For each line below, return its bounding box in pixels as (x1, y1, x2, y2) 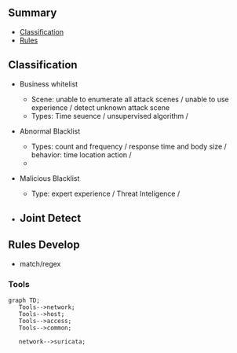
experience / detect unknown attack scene (31, 102, 170, 112)
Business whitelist (19, 79, 78, 89)
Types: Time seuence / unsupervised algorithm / (31, 111, 188, 120)
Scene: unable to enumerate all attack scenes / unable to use (31, 94, 229, 104)
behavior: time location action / (31, 149, 132, 160)
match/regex (19, 259, 61, 268)
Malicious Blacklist (19, 173, 80, 183)
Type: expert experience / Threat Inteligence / (31, 189, 180, 198)
